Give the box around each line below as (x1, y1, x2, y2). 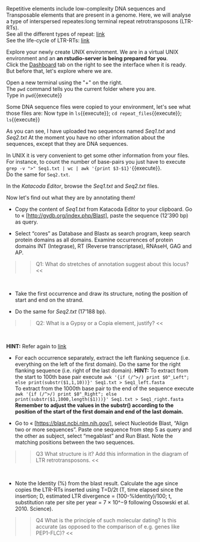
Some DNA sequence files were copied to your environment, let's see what (6, 103, 191, 110)
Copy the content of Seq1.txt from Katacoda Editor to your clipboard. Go (14, 206, 193, 213)
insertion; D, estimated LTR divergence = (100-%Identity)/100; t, (14, 492, 172, 500)
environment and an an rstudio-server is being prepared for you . (6, 55, 168, 62)
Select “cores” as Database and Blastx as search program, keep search (14, 230, 191, 237)
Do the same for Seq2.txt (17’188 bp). (14, 308, 106, 315)
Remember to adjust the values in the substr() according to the (14, 402, 174, 409)
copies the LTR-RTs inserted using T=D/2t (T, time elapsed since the (14, 486, 183, 493)
